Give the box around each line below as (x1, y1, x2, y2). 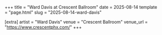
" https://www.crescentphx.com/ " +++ (4, 24, 82, 30)
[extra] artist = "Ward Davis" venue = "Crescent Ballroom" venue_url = (4, 19, 148, 25)
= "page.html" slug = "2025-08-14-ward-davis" (4, 9, 102, 15)
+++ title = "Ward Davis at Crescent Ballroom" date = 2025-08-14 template (4, 4, 158, 10)
